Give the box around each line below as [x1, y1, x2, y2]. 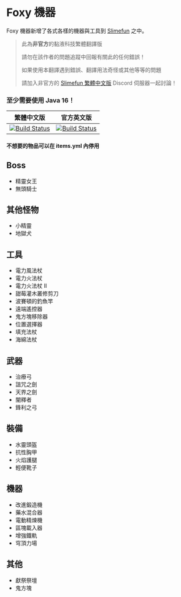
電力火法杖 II [15, 282, 47, 290]
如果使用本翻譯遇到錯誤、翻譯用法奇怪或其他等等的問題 [21, 66, 161, 74]
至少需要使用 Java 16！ [6, 96, 75, 104]
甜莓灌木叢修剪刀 [15, 290, 59, 298]
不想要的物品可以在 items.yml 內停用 [6, 142, 100, 149]
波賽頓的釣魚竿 [15, 298, 53, 305]
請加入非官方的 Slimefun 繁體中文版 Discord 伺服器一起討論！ [21, 79, 177, 87]
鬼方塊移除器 [15, 313, 48, 320]
